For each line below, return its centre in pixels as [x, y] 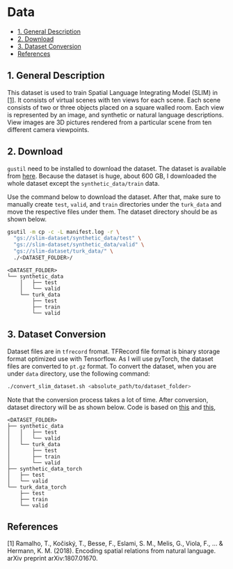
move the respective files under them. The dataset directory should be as [112, 212]
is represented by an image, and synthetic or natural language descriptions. [115, 114]
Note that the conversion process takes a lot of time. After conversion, [108, 399]
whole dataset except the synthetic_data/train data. [83, 183]
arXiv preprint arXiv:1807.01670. [53, 559]
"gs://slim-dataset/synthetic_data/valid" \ [79, 245]
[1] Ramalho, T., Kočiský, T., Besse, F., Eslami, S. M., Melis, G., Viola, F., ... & [115, 544]
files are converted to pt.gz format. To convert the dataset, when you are [112, 366]
